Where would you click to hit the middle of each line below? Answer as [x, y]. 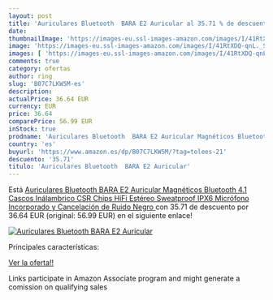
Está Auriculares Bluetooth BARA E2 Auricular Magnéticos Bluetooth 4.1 [128, 190]
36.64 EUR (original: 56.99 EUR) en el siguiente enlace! [100, 216]
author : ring [30, 76]
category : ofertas [39, 69]
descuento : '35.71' [41, 159]
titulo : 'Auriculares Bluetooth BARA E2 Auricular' [100, 167]
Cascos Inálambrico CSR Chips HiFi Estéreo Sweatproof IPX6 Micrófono [129, 199]
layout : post [30, 16]
